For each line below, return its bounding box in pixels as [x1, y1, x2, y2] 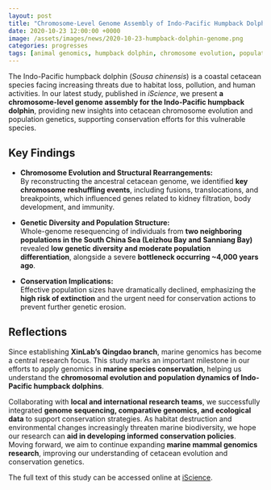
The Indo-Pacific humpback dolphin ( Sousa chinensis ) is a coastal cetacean [8, 72, 262, 81]
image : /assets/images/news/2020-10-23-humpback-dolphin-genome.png [8, 34, 244, 43]
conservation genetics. [8, 457, 85, 467]
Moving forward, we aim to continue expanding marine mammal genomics [8, 439, 258, 449]
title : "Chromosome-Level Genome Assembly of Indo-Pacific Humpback [8, 19, 244, 27]
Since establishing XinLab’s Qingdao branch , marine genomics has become [8, 346, 262, 356]
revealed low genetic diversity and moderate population [19, 243, 211, 253]
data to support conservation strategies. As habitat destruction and [8, 413, 232, 424]
